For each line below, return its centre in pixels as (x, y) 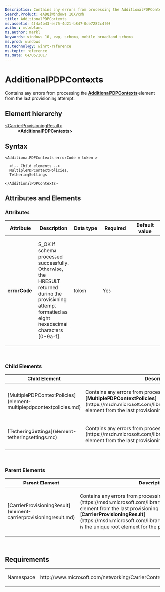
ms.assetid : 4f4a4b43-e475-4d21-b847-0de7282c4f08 (58, 23)
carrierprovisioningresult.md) (41, 517)
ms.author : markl (23, 32)
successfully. (54, 263)
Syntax (16, 146)
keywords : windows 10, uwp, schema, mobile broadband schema (69, 37)
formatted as (53, 312)
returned (48, 287)
